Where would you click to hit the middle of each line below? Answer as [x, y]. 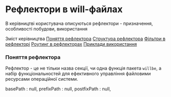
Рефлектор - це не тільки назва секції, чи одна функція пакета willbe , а [83, 68]
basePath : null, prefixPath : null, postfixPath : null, [58, 89]
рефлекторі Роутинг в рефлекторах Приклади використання [71, 44]
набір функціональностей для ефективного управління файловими [78, 74]
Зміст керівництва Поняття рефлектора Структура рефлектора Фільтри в [85, 39]
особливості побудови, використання [47, 28]
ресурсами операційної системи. [42, 79]
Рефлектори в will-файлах [64, 9]
